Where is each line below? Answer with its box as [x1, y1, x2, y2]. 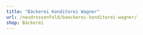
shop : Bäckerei [6, 20, 44, 26]
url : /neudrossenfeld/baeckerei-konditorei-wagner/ [6, 14, 137, 20]
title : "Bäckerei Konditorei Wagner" [6, 8, 100, 15]
